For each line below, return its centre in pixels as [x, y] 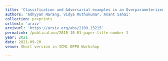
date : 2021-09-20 [23, 42]
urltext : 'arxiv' [23, 24]
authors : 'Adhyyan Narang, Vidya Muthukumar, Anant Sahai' [68, 14]
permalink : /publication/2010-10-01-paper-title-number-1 [67, 33]
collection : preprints [29, 19]
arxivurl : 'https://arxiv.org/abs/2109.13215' [54, 28]
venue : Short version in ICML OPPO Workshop [52, 47]
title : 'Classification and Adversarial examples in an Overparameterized [85, 10]
